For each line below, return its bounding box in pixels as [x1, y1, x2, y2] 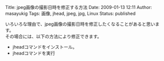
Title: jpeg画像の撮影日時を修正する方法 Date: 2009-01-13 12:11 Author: [5, 4, 152, 10]
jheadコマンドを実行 [12, 50, 55, 56]
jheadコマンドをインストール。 [12, 44, 77, 50]
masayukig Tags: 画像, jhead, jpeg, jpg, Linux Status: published [5, 10, 136, 16]
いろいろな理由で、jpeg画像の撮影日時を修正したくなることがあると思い [5, 21, 155, 27]
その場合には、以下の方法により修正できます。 [5, 34, 102, 39]
